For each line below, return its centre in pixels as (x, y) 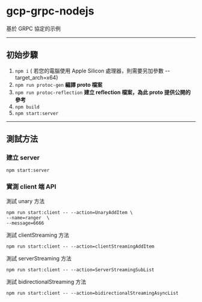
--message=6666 (25, 223)
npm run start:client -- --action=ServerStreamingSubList (80, 269)
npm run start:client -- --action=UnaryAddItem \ (70, 212)
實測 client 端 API (31, 187)
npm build (27, 107)
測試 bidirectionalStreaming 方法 (46, 282)
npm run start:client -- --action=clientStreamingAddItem (80, 246)
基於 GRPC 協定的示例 (34, 28)
